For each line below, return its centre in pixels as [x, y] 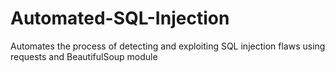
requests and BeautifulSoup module [84, 56]
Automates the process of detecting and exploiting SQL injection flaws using [168, 46]
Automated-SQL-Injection [120, 18]
